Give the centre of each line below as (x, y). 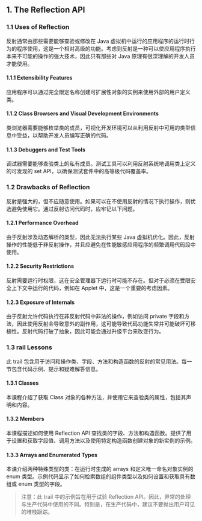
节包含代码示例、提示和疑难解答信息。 (54, 369)
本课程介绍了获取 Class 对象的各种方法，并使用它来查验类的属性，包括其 (96, 397)
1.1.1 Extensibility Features (39, 78)
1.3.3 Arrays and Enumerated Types (52, 455)
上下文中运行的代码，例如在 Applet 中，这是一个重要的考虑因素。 (92, 288)
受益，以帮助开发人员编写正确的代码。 (64, 136)
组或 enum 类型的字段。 (36, 484)
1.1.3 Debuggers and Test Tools (46, 150)
